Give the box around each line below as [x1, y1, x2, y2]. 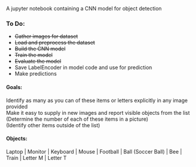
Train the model [14, 52, 53, 59]
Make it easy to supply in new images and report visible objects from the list [6, 109, 190, 116]
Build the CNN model [14, 45, 66, 52]
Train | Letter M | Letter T [6, 154, 67, 161]
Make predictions [14, 70, 57, 77]
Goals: [6, 83, 22, 90]
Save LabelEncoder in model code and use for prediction [14, 64, 153, 71]
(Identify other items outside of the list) [6, 121, 100, 128]
